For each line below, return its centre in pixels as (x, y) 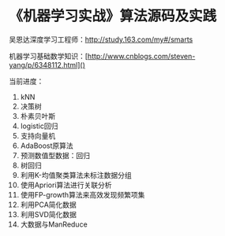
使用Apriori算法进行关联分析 (66, 185)
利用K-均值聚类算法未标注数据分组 (76, 175)
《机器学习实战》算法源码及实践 (113, 16)
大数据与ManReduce (54, 224)
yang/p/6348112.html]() (47, 65)
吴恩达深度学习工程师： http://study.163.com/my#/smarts (101, 39)
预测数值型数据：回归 (55, 155)
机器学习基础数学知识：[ (49, 56)
